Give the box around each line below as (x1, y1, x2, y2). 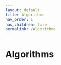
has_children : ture (5, 21, 47, 27)
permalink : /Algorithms (5, 27, 56, 32)
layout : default (5, 7, 40, 13)
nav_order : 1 (5, 17, 33, 22)
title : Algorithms (5, 12, 45, 17)
